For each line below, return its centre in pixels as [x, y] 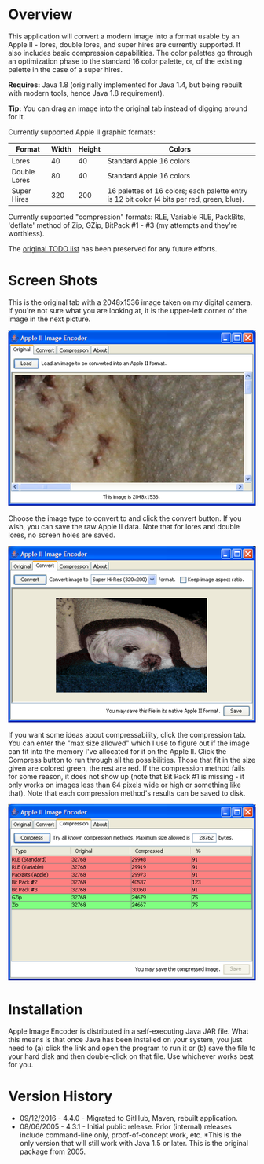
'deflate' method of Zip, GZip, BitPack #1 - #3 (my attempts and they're [123, 225]
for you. [21, 1064]
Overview [40, 15]
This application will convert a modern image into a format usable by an [124, 36]
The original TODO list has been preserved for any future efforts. [113, 248]
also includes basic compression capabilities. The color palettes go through [130, 53]
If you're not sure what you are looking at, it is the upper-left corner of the [128, 310]
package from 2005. [53, 1151]
